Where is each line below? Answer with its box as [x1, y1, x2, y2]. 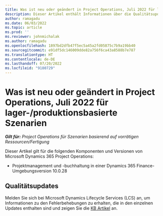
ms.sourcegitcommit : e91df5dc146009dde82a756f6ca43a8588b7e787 [5, 48, 136, 52]
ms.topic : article [5, 25, 42, 30]
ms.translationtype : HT [5, 52, 53, 57]
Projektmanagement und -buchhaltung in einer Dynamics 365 [12, 163, 136, 168]
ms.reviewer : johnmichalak [5, 34, 60, 39]
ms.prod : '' [5, 30, 29, 34]
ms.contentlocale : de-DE [5, 57, 55, 62]
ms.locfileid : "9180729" [5, 66, 55, 71]
